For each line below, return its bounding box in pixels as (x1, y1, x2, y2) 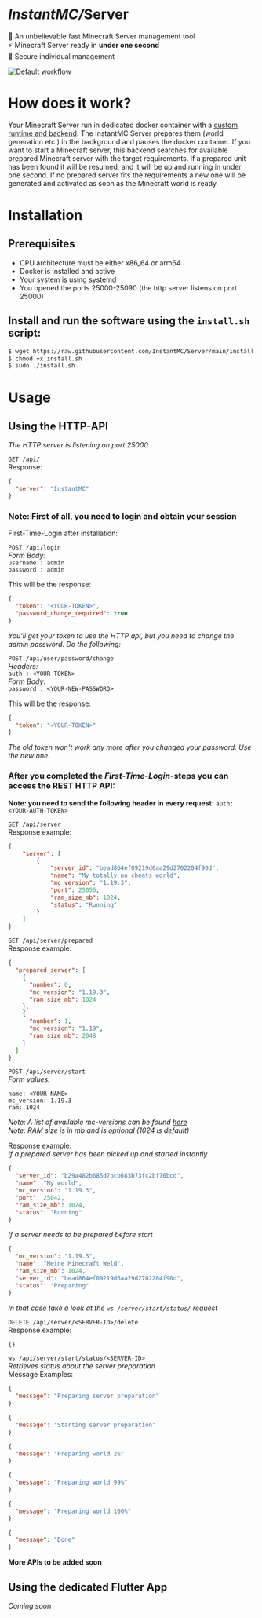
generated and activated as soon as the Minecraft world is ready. (8, 178, 219, 188)
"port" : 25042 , (15, 1193, 65, 1202)
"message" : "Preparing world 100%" (15, 1507, 132, 1515)
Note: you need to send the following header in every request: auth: (8, 798, 234, 808)
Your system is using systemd (19, 275, 117, 284)
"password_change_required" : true (15, 609, 128, 617)
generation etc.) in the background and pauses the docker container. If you (8, 137, 251, 146)
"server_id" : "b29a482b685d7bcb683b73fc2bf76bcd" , (15, 1172, 184, 1180)
